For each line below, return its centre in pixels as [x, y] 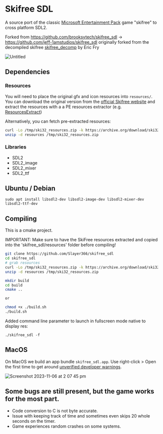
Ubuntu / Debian [30, 189]
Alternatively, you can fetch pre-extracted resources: [58, 121]
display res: [16, 326]
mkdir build [17, 281]
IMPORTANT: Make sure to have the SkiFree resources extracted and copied [81, 240]
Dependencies [27, 72]
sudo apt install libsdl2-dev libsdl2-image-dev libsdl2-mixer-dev [75, 200]
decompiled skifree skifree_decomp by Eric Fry [52, 47]
